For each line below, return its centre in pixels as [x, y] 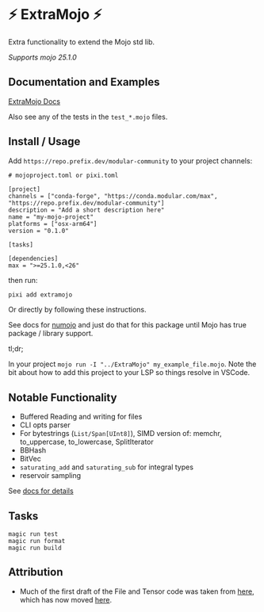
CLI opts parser [45, 425]
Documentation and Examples [84, 82]
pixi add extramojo [40, 295]
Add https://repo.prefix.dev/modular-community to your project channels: [130, 161]
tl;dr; [16, 349]
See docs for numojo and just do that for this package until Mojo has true [128, 325]
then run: [23, 280]
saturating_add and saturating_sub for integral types [107, 467]
